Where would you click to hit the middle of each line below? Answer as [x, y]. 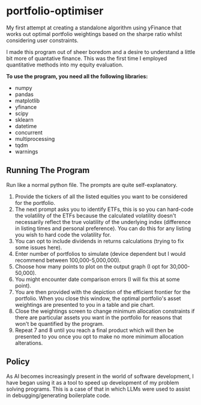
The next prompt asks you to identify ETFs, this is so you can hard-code [104, 209]
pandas [24, 94]
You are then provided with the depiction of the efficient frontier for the [103, 292]
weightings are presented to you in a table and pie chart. [85, 304]
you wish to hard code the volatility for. [63, 234]
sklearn [24, 120]
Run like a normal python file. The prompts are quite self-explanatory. [92, 185]
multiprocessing [35, 138]
